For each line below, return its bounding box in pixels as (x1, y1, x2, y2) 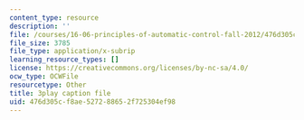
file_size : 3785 (9, 38, 71, 48)
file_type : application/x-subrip (9, 47, 136, 56)
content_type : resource (9, 13, 100, 23)
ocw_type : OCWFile (9, 72, 79, 81)
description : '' (9, 22, 71, 31)
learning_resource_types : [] (9, 55, 119, 64)
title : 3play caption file (9, 88, 111, 97)
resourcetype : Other (9, 80, 88, 89)
